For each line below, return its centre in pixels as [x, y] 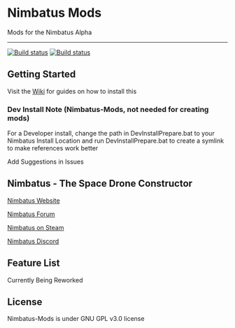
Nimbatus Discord [33, 241]
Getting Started [42, 74]
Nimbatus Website [34, 200]
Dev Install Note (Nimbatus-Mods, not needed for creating [108, 109]
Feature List [34, 263]
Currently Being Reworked [45, 280]
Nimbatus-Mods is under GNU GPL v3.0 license [76, 319]
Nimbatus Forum [31, 214]
